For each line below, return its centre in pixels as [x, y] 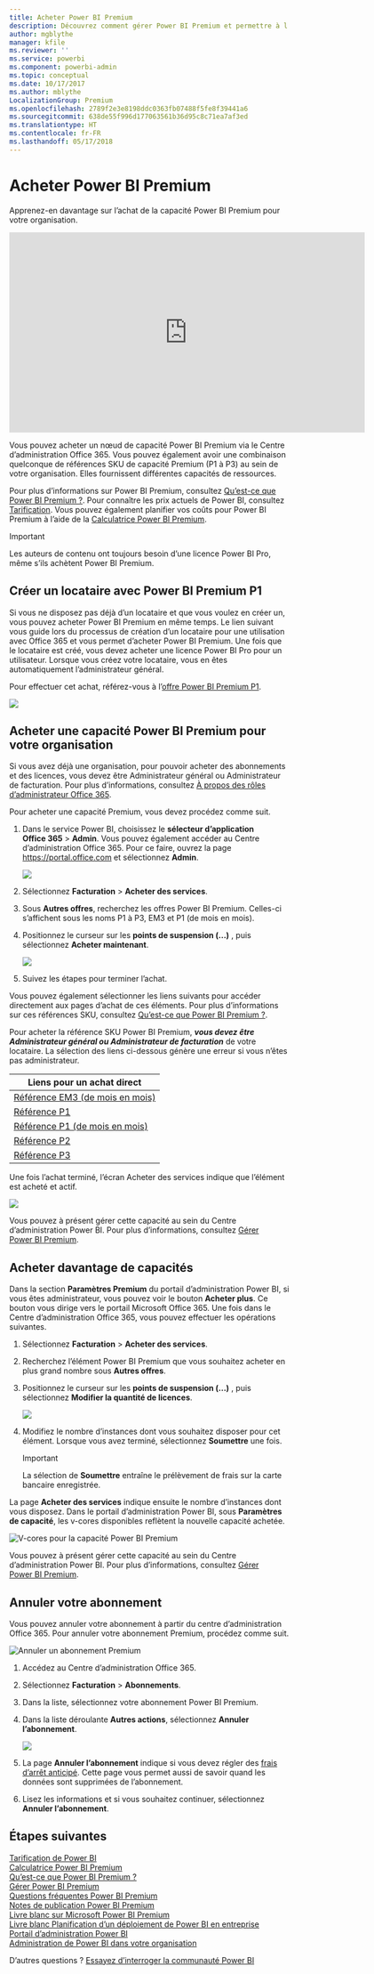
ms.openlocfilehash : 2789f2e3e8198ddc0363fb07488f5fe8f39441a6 [129, 109]
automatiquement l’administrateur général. [87, 669]
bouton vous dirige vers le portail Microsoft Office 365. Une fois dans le [140, 1308]
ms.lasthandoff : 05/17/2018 [61, 142]
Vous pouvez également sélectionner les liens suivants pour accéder [135, 996]
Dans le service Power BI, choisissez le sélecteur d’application [138, 829]
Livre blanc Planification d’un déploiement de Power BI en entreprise [134, 1924]
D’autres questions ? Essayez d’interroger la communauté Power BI [132, 1960]
